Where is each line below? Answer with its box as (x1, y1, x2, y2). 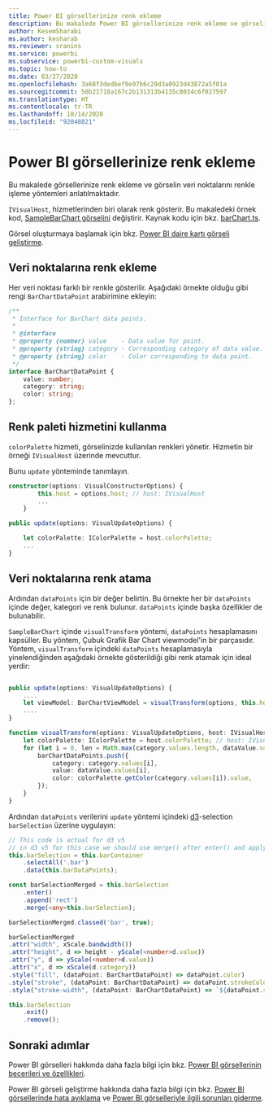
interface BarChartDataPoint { (8, 367, 115, 375)
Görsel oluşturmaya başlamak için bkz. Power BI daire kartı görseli (8, 229, 230, 238)
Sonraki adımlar (8, 1039, 90, 1052)
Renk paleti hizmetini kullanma (8, 420, 167, 434)
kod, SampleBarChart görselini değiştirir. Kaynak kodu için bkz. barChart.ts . (8, 212, 262, 222)
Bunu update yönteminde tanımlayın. (8, 466, 130, 476)
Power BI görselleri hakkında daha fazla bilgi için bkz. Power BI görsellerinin (8, 1060, 262, 1069)
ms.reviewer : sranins (8, 42, 82, 50)
